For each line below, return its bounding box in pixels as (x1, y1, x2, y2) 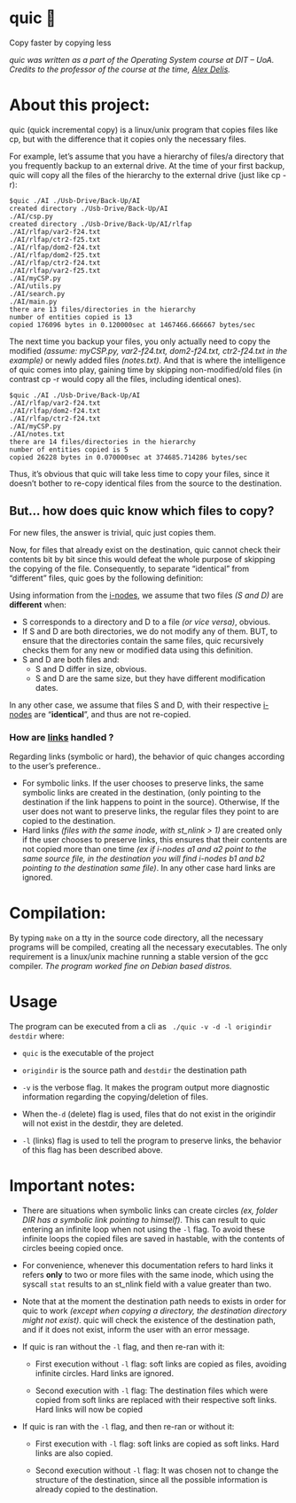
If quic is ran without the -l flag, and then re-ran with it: (21, 1341, 225, 1351)
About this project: (9, 95, 151, 115)
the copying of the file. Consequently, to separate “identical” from (9, 563, 250, 574)
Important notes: (9, 1176, 136, 1196)
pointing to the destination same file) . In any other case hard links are (21, 862, 277, 873)
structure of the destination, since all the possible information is (35, 1474, 269, 1484)
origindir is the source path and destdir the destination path (21, 1064, 247, 1076)
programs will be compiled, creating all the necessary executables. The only (9, 942, 288, 952)
